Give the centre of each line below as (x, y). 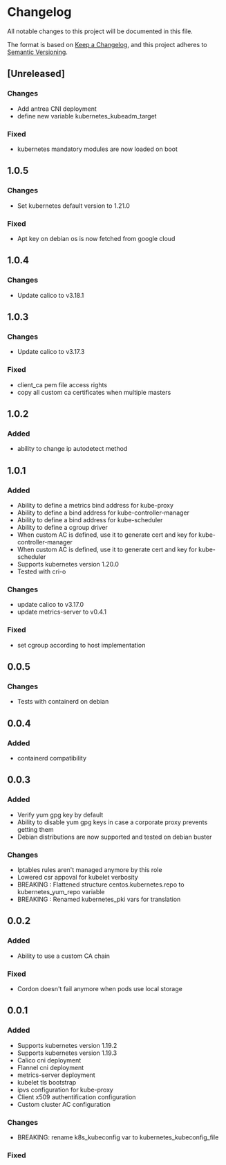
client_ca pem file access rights (62, 384)
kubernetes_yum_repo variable (61, 891)
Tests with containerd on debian (63, 702)
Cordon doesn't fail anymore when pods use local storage (100, 988)
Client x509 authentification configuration (76, 1097)
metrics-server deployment (56, 1075)
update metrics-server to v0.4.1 (62, 612)
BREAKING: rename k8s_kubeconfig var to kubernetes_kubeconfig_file (118, 1137)
